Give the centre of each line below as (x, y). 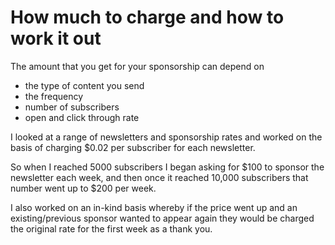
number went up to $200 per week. (83, 188)
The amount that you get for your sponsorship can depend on (137, 66)
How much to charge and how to (147, 17)
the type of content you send (84, 85)
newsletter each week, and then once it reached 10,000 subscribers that (159, 177)
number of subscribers (72, 107)
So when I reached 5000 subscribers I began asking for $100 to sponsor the (167, 167)
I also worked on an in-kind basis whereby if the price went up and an (154, 207)
